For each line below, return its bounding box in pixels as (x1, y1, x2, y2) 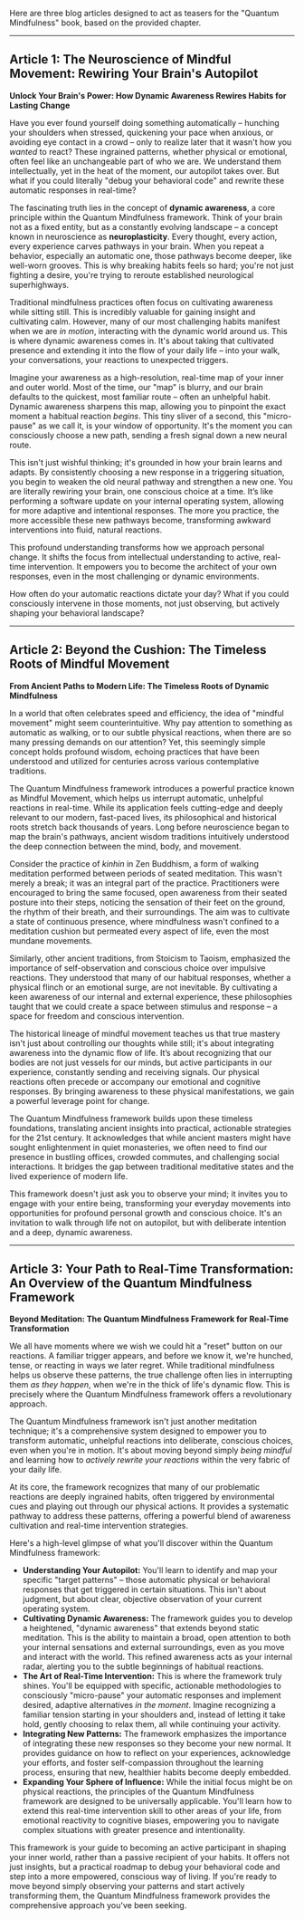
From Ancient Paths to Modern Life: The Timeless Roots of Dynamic (9, 680, 270, 691)
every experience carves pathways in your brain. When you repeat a (9, 240, 265, 252)
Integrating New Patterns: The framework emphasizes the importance (22, 1729, 287, 1740)
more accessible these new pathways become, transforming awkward (9, 514, 271, 525)
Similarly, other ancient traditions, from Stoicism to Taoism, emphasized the (9, 953, 291, 964)
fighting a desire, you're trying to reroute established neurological (9, 269, 254, 280)
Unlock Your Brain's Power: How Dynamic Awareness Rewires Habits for (9, 90, 287, 101)
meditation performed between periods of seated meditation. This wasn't (9, 868, 282, 878)
